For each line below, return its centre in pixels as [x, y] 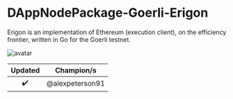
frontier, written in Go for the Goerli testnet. [69, 39]
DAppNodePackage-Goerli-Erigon [108, 13]
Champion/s [75, 70]
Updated [25, 70]
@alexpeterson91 [76, 84]
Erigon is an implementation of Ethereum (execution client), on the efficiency [117, 32]
